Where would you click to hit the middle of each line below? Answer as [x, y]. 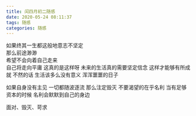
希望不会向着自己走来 [32, 60]
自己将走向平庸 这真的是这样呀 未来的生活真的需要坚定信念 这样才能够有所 [96, 68]
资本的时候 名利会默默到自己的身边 [48, 95]
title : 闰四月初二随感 [31, 11]
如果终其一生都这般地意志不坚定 [45, 45]
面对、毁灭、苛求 [27, 107]
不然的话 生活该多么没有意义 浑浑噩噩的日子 [65, 75]
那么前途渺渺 [21, 53]
